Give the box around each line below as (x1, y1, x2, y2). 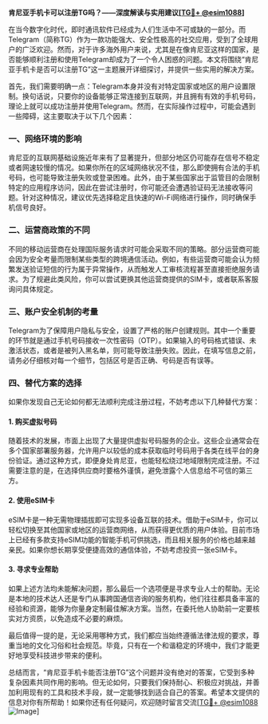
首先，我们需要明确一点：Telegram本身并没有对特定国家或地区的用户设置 (8, 81, 249, 91)
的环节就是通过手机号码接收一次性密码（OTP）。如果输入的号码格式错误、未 (8, 335, 257, 345)
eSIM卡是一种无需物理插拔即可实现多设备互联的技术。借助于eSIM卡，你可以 (8, 514, 259, 525)
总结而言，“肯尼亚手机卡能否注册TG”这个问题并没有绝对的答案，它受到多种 (8, 667, 255, 677)
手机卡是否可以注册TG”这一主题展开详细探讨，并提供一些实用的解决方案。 (14, 65, 259, 74)
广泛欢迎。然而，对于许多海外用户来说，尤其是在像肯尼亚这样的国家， (22, 45, 253, 54)
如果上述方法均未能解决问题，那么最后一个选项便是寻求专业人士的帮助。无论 (8, 584, 260, 593)
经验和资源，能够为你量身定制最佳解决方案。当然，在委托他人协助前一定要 (8, 604, 253, 613)
